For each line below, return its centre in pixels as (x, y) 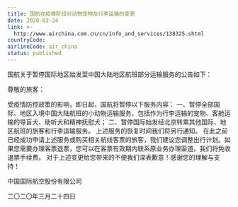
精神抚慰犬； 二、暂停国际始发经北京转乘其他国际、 (144, 122)
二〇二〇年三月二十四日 (41, 196)
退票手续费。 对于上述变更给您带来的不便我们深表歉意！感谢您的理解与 (110, 157)
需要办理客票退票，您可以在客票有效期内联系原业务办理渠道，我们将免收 (125, 148)
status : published (34, 54)
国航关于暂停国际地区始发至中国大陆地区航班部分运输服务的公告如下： (110, 74)
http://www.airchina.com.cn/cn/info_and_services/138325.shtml (109, 34)
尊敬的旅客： (26, 89)
